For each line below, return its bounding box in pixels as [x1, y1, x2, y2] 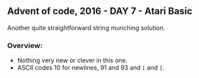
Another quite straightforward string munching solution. [7, 23, 166, 31]
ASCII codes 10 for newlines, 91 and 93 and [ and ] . [17, 64, 164, 72]
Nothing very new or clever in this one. [17, 56, 128, 64]
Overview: [7, 40, 43, 50]
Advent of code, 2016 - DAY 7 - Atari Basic [7, 5, 193, 17]
